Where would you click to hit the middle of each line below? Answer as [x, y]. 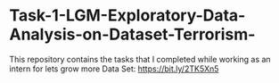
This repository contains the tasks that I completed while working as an [140, 59]
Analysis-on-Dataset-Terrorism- [132, 34]
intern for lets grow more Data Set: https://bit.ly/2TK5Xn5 [114, 69]
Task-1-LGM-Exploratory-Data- [127, 16]
